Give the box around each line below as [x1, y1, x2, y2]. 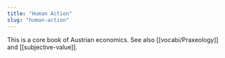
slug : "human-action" [7, 17, 70, 23]
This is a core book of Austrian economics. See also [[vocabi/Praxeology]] [7, 35, 219, 43]
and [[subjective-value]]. [7, 43, 78, 51]
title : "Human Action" [7, 10, 72, 17]
